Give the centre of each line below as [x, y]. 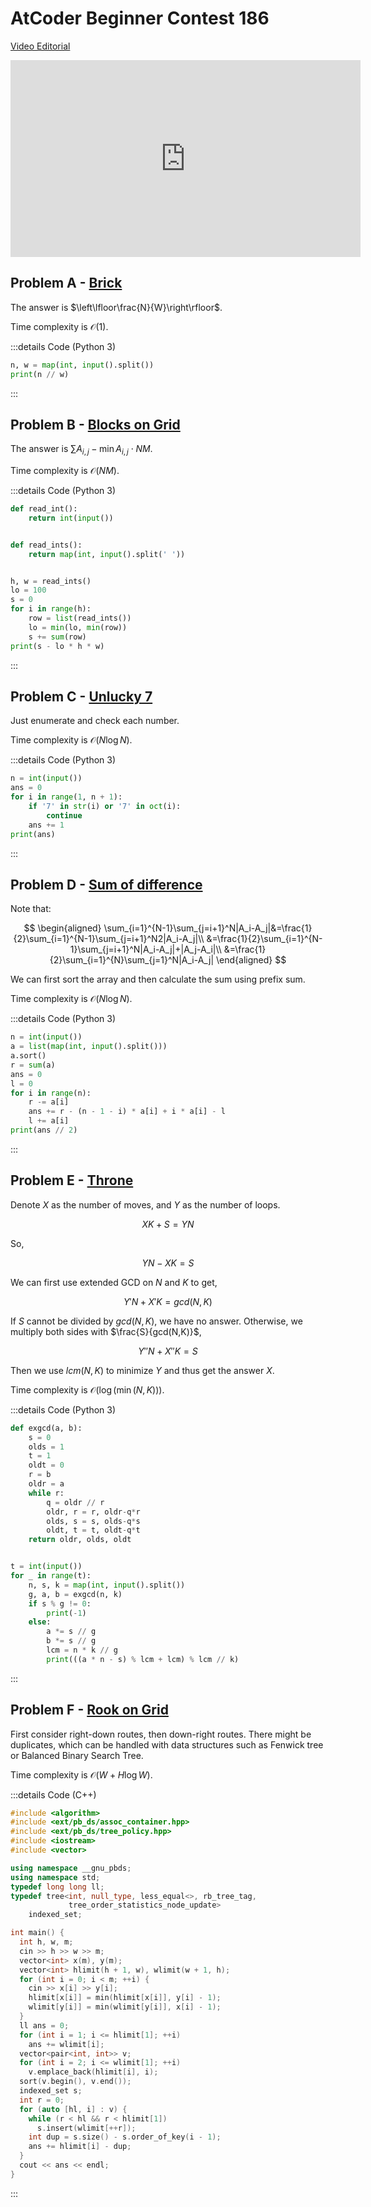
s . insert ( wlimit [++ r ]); [86, 2128]
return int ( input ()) [71, 518]
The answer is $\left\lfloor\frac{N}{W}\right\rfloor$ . [116, 307]
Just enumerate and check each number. [95, 721]
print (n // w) [40, 374]
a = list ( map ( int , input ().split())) [89, 1047]
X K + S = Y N [168, 1224]
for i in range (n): [51, 1093]
